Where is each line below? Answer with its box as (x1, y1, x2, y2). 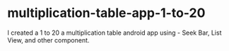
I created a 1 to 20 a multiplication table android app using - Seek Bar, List (7, 28, 222, 37)
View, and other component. (7, 35, 90, 44)
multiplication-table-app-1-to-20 (7, 5, 206, 21)
